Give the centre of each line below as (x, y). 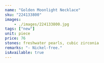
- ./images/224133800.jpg (42, 24)
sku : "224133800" (23, 15)
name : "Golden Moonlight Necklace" (43, 10)
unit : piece (17, 34)
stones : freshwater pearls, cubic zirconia (52, 43)
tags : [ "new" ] (20, 29)
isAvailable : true (24, 52)
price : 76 (15, 39)
